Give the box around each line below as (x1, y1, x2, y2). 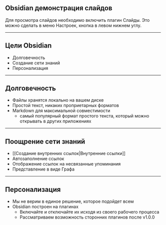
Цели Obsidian (5, 42, 52, 50)
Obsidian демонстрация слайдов (5, 4, 113, 12)
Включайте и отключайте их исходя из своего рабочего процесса (19, 209, 160, 215)
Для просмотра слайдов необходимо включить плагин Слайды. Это (5, 17, 150, 23)
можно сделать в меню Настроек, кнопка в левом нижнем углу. (5, 22, 142, 28)
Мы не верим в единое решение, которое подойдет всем (12, 198, 134, 205)
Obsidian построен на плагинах (12, 204, 79, 210)
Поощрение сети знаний (5, 137, 85, 146)
